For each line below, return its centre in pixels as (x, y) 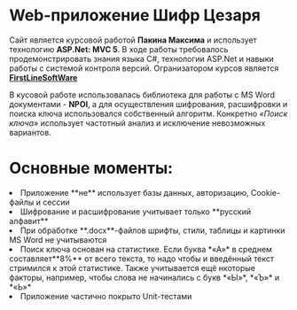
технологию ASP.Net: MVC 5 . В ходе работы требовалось (119, 49)
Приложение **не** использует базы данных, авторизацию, (135, 192)
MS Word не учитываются (58, 239)
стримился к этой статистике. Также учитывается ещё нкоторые (132, 267)
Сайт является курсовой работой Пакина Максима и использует (133, 40)
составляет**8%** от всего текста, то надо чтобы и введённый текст (142, 259)
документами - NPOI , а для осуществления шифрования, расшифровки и (148, 104)
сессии (57, 202)
